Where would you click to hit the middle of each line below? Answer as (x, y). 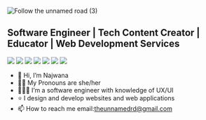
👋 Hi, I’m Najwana (43, 75)
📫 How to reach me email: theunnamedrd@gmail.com (95, 108)
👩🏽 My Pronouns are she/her (59, 82)
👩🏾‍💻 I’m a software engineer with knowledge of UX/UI (95, 90)
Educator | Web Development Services (94, 44)
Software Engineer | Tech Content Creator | (104, 33)
